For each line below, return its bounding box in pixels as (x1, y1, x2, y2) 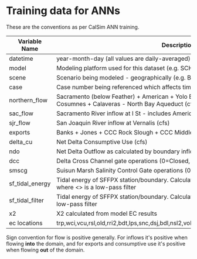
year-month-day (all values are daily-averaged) (56, 54, 191, 63)
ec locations (9, 219, 43, 227)
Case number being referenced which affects (56, 83, 181, 91)
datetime (9, 54, 33, 63)
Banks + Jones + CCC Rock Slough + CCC (56, 128, 173, 136)
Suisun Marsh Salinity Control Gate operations (56, 166, 184, 174)
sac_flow (9, 109, 34, 118)
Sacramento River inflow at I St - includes (56, 109, 171, 118)
